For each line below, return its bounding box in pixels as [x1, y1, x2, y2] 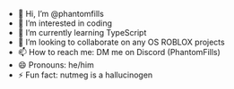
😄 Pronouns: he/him [17, 60, 94, 70]
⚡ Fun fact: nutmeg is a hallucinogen [17, 69, 153, 80]
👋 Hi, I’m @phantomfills [17, 9, 105, 19]
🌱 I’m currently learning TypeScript [17, 28, 147, 37]
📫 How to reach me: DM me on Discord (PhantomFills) [17, 47, 221, 57]
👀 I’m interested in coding [17, 18, 113, 28]
